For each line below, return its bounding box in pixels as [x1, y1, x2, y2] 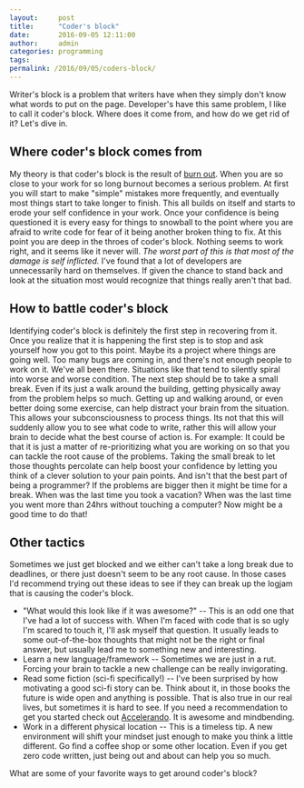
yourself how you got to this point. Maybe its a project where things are [9, 344, 277, 355]
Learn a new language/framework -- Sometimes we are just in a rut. [22, 653, 277, 664]
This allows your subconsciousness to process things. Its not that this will [9, 412, 284, 423]
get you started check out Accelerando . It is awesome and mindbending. [22, 712, 295, 723]
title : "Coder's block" [9, 22, 120, 31]
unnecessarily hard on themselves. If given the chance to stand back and [9, 264, 284, 275]
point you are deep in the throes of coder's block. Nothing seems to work [9, 235, 284, 246]
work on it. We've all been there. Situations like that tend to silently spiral [9, 364, 281, 374]
